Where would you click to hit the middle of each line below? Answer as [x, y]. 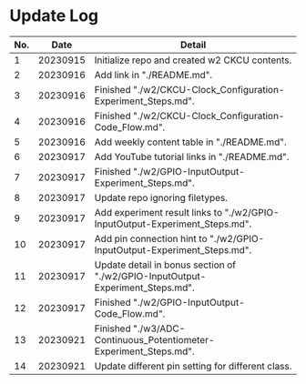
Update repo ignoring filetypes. [161, 197]
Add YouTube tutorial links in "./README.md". [192, 157]
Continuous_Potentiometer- [154, 339]
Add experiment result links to [158, 212]
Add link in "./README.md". [153, 75]
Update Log [54, 16]
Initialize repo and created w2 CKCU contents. [193, 60]
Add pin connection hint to [151, 238]
